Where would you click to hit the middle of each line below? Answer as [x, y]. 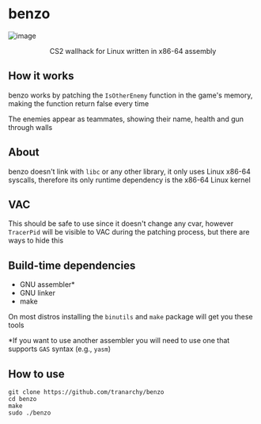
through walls [30, 127]
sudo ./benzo [30, 413]
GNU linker [37, 293]
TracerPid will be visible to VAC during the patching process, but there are [129, 232]
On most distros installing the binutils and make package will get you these [130, 317]
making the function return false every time [79, 103]
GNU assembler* [47, 285]
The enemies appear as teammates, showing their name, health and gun [126, 119]
